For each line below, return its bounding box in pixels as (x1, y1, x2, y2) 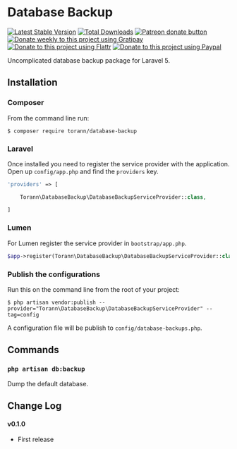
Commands (7, 344, 60, 356)
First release (17, 435, 54, 444)
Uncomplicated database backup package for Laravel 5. (7, 56, 171, 64)
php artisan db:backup (7, 365, 85, 374)
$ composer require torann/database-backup (7, 128, 138, 135)
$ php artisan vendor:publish (7, 299, 97, 307)
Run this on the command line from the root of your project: (7, 285, 180, 294)
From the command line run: (7, 113, 90, 122)
